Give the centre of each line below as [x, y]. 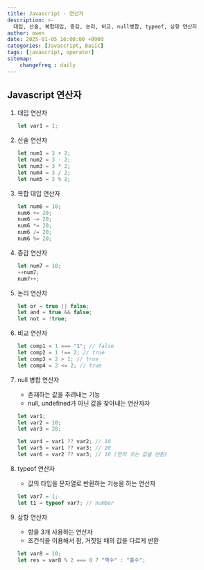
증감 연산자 [32, 252]
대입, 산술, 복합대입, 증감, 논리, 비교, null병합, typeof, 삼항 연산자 [105, 26]
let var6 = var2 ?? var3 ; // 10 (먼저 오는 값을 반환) [92, 455]
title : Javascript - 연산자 [46, 14]
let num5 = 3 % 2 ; [44, 179]
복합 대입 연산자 [39, 193]
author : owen [26, 33]
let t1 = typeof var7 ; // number [66, 503]
